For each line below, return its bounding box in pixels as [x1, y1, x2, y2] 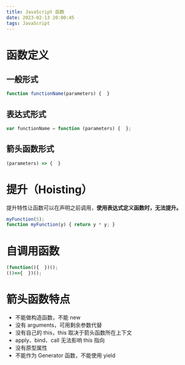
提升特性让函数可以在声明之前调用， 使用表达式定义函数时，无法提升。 [6, 204, 182, 211]
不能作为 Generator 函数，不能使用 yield [15, 352, 116, 359]
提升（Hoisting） [6, 183, 93, 196]
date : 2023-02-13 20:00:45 [6, 15, 75, 21]
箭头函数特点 [6, 293, 71, 307]
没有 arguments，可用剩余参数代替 [15, 321, 103, 329]
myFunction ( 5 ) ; [6, 216, 45, 222]
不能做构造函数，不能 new [15, 313, 81, 321]
